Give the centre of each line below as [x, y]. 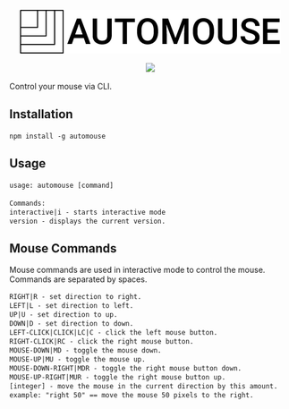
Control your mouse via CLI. [61, 86]
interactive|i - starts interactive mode [88, 212]
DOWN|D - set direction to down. [72, 324]
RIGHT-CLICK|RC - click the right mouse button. [102, 342]
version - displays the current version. [88, 221]
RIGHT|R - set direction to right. [76, 297]
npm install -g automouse [57, 136]
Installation [41, 114]
